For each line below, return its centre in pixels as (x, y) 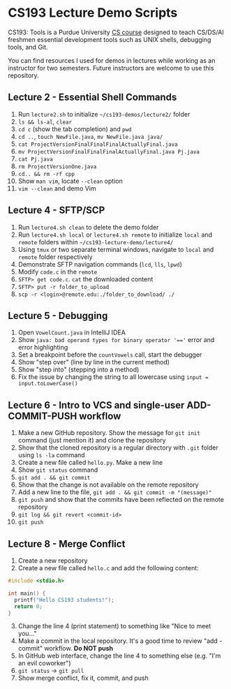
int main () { (27, 593)
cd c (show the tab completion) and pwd (75, 129)
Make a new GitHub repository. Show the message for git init (109, 433)
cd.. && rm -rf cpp (46, 174)
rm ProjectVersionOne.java (57, 166)
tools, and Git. (28, 47)
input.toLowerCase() (48, 384)
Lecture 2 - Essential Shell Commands (92, 97)
